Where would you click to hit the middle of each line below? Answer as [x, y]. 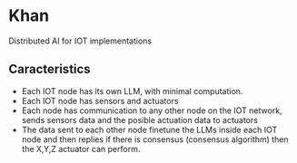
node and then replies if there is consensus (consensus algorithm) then [155, 139]
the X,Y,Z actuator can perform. [81, 149]
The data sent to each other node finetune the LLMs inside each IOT [149, 129]
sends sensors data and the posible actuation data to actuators [139, 120]
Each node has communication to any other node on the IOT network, [152, 110]
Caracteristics [50, 69]
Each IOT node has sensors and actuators [100, 101]
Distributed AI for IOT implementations [80, 41]
